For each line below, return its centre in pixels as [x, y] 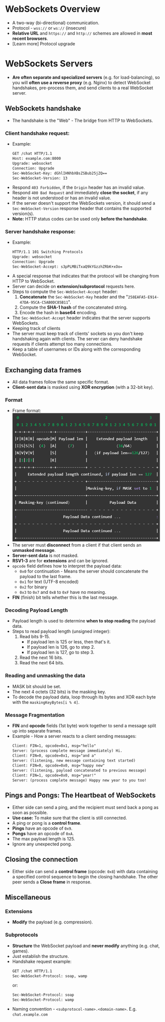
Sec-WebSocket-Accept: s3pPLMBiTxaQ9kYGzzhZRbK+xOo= [67, 267]
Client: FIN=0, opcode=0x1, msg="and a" [54, 756]
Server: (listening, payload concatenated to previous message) [79, 770]
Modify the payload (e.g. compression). [53, 922]
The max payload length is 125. [43, 839]
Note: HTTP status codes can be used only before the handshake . [80, 219]
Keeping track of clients [36, 328]
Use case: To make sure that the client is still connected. [69, 818]
